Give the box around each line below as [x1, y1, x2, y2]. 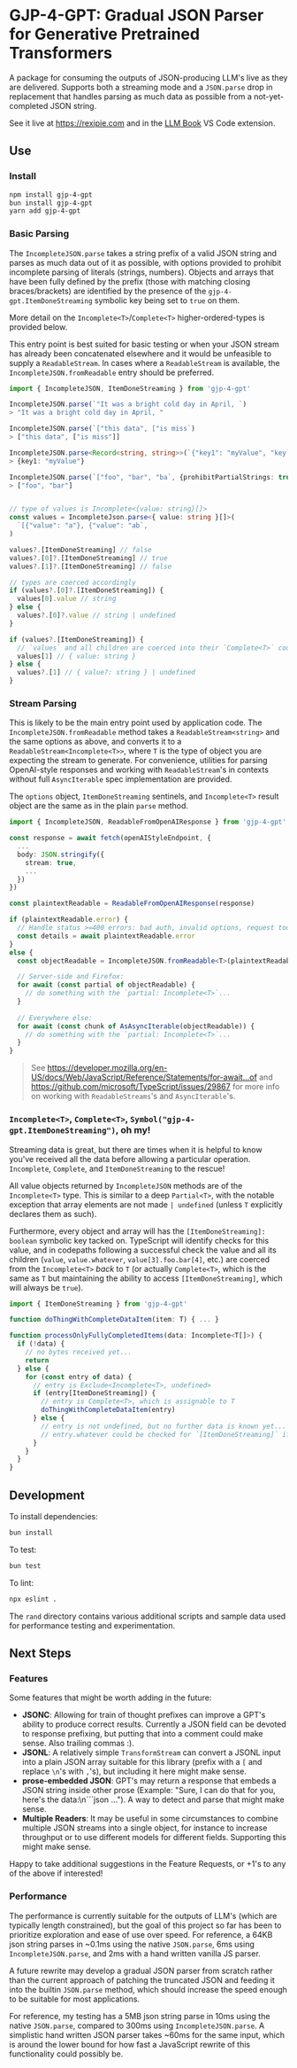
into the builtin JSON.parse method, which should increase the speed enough [9, 1984, 287, 1994]
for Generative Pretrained [9, 24, 201, 44]
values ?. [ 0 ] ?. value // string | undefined [17, 611, 176, 620]
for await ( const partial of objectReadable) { [17, 980, 196, 989]
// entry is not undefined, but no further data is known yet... [41, 1422, 287, 1431]
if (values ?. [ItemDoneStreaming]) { [9, 635, 144, 644]
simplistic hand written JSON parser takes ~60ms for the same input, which [9, 2029, 286, 2040]
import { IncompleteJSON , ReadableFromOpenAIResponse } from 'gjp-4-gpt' [9, 817, 287, 827]
